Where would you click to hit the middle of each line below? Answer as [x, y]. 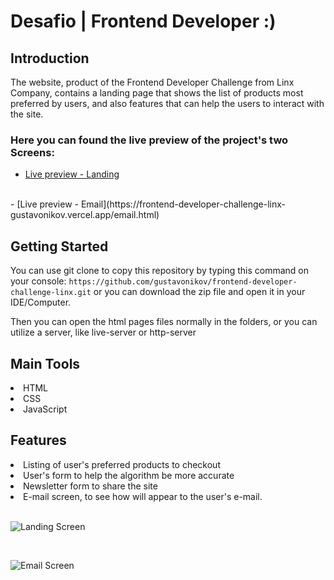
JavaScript [45, 409]
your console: [38, 281]
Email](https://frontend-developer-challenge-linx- [183, 204]
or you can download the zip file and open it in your [199, 292]
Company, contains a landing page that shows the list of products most [157, 93]
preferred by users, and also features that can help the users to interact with [167, 103]
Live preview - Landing [72, 174]
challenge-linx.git [51, 293]
